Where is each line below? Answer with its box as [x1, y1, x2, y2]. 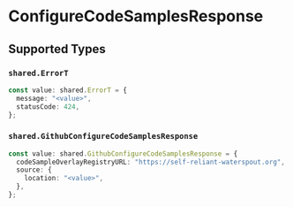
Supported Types [8, 42, 107, 57]
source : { [16, 165, 52, 174]
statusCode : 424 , [16, 102, 80, 111]
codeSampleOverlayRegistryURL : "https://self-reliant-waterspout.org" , [16, 157, 286, 166]
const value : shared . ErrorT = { [8, 86, 127, 95]
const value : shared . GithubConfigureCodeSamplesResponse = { [8, 149, 238, 158]
